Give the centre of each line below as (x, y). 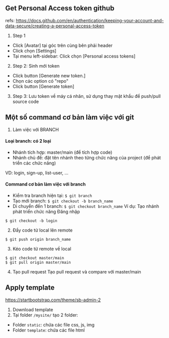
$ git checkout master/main (35, 258)
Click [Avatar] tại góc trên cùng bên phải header (62, 45)
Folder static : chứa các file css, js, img (53, 324)
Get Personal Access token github (60, 8)
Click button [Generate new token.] (49, 76)
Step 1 (19, 35)
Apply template (30, 288)
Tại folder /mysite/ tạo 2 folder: (45, 315)
